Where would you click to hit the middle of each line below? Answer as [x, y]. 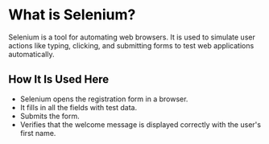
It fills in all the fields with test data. [79, 107]
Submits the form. [50, 116]
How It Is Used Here [59, 79]
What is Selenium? [72, 15]
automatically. [31, 54]
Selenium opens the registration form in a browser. [104, 99]
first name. [38, 133]
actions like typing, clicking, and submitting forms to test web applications [131, 45]
